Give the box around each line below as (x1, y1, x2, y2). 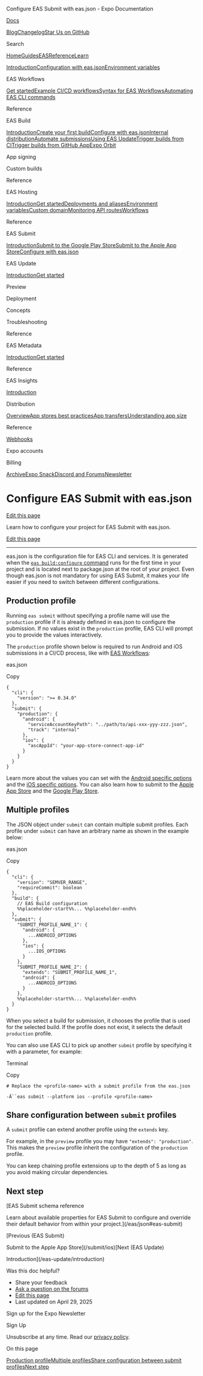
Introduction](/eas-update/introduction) (6, 1256, 105, 1263)
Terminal (6, 1059, 28, 1066)
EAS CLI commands (6, 94, 56, 100)
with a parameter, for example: (6, 1048, 83, 1055)
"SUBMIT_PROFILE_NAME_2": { (17, 964, 88, 970)
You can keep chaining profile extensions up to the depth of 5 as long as (6, 1162, 187, 1169)
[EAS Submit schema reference (6, 1202, 85, 1210)
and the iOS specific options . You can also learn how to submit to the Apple (6, 780, 195, 788)
